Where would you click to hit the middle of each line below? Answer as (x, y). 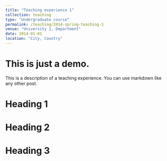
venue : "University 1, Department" (43, 29)
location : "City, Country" (34, 39)
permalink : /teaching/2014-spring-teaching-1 (54, 24)
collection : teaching (28, 15)
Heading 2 (28, 128)
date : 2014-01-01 (24, 34)
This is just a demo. (47, 64)
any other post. (21, 83)
